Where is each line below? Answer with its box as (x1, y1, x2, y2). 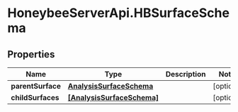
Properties (7, 48, 55, 60)
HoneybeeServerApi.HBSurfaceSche (7, 5, 230, 21)
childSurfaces (11, 93, 59, 102)
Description (165, 69, 206, 79)
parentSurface (11, 82, 62, 91)
